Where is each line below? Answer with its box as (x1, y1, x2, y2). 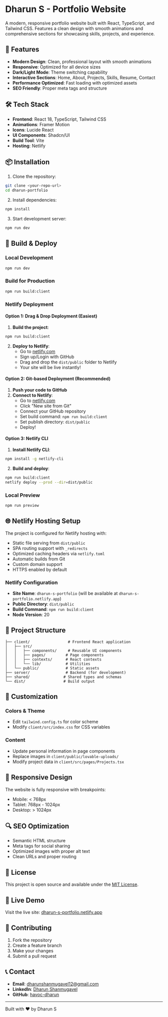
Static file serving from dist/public (12, 540, 85, 546)
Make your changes (12, 947, 53, 953)
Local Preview (5, 492, 40, 499)
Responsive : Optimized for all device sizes (12, 64, 101, 70)
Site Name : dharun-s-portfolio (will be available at (12, 590, 118, 596)
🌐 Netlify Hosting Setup (5, 517, 81, 525)
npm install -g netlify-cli (5, 457, 64, 462)
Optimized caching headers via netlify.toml (12, 550, 105, 556)
